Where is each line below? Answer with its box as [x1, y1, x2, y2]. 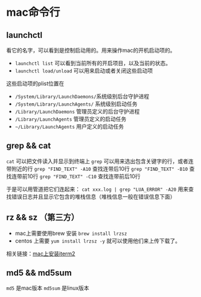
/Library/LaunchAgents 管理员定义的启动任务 [14, 115, 127, 123]
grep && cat [6, 141, 51, 151]
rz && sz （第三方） [6, 212, 80, 223]
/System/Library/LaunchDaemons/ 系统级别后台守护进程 [14, 93, 150, 100]
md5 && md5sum [6, 268, 72, 278]
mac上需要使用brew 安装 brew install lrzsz [14, 229, 127, 237]
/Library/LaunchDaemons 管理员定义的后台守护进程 [14, 108, 140, 115]
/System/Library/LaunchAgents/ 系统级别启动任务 [14, 100, 138, 107]
